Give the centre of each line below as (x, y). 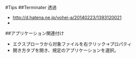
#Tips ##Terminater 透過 (31, 7)
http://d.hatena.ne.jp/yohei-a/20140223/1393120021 (67, 17)
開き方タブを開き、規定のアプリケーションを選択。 (65, 50)
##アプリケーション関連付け (35, 33)
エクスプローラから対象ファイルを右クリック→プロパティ (72, 44)
